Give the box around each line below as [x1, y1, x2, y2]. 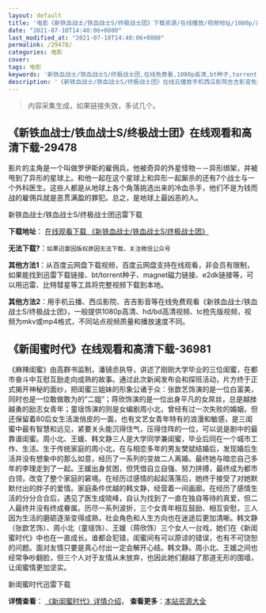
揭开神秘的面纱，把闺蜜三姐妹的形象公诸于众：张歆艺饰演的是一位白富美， [14, 385, 258, 394]
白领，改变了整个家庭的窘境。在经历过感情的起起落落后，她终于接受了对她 [8, 474, 251, 483]
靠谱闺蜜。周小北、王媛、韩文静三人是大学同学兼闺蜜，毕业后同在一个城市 [8, 434, 251, 444]
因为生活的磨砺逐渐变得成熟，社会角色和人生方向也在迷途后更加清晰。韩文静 [8, 513, 258, 523]
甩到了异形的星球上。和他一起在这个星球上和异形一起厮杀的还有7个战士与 [8, 173, 248, 183]
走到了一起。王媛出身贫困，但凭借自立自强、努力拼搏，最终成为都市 [35, 464, 258, 474]
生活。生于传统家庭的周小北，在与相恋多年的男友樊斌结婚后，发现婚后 [21, 444, 251, 454]
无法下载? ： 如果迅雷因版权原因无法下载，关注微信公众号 [8, 243, 171, 253]
